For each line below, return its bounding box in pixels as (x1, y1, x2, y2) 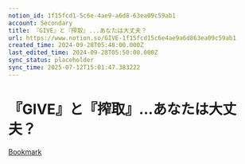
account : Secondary (8, 19, 73, 27)
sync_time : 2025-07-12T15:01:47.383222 (8, 64, 141, 72)
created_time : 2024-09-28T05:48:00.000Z (8, 41, 145, 49)
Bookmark (8, 146, 42, 156)
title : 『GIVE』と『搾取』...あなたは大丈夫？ (8, 26, 147, 34)
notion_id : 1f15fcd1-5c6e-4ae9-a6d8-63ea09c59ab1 (8, 11, 177, 20)
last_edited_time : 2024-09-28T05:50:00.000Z (8, 49, 158, 57)
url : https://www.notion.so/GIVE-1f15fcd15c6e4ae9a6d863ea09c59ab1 (8, 33, 237, 42)
